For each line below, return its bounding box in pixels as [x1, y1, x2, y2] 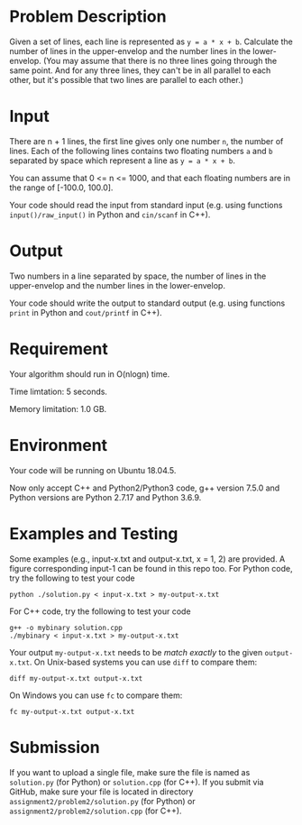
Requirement [9, 339, 108, 359]
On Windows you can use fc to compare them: [9, 690, 183, 701]
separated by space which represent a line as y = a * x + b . [9, 155, 236, 166]
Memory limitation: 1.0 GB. [9, 403, 107, 414]
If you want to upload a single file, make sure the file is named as [9, 766, 251, 777]
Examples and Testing [9, 523, 178, 544]
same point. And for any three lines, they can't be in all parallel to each [9, 65, 271, 76]
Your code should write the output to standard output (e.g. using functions [9, 298, 286, 308]
